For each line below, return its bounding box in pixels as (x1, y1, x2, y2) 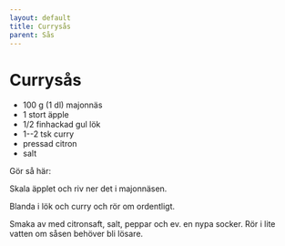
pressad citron (22, 138, 77, 149)
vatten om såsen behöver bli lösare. (9, 229, 144, 240)
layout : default (9, 13, 71, 23)
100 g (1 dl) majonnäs (22, 99, 103, 110)
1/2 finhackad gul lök (22, 119, 101, 130)
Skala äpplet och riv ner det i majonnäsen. (9, 183, 168, 194)
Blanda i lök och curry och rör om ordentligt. (9, 201, 176, 212)
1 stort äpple (22, 109, 70, 120)
